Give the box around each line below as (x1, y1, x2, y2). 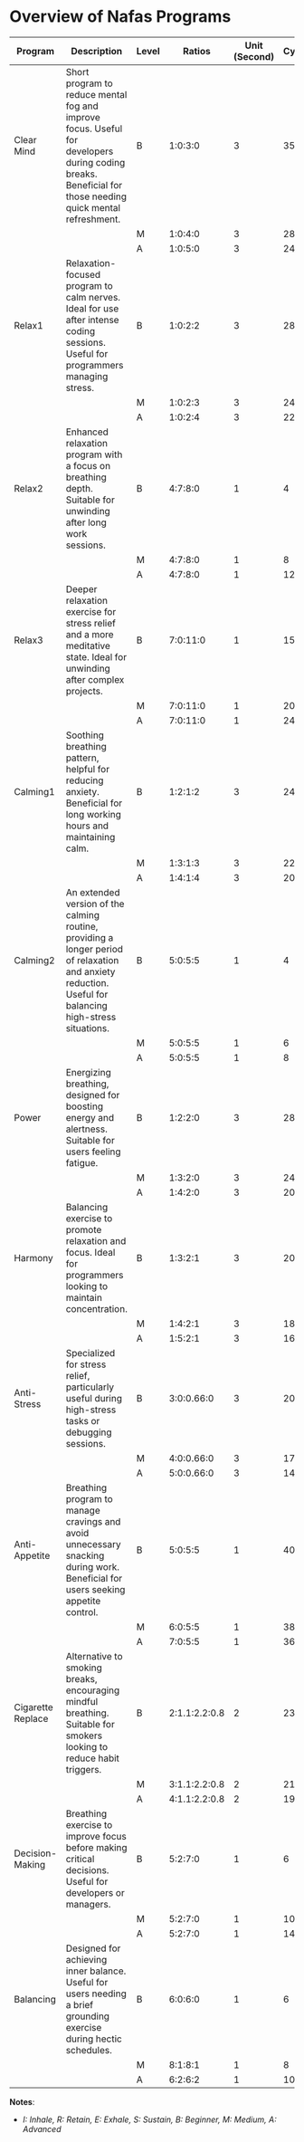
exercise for (65, 605, 117, 617)
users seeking (65, 1583, 126, 1595)
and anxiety (65, 965, 116, 978)
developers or (65, 1886, 125, 1898)
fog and (65, 100, 100, 112)
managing (65, 369, 109, 382)
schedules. (65, 2043, 113, 2056)
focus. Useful (65, 122, 123, 135)
